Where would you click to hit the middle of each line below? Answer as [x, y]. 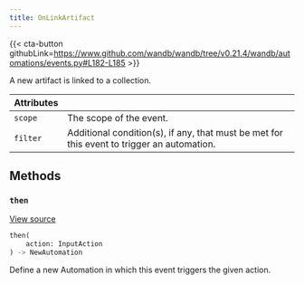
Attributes [36, 102]
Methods [35, 176]
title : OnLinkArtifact [52, 18]
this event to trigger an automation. [142, 144]
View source [33, 219]
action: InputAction [64, 244]
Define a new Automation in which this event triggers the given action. [140, 270]
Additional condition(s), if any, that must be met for [175, 132]
